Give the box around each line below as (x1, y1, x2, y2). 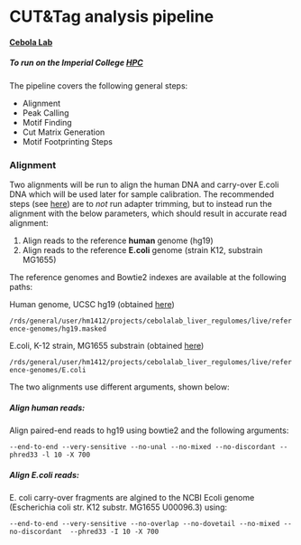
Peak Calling (22, 107, 69, 118)
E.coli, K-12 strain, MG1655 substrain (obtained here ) (9, 341, 205, 352)
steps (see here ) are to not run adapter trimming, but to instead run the (9, 199, 272, 210)
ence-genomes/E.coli (9, 366, 87, 375)
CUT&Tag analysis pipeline (9, 6, 214, 27)
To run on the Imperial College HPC (9, 57, 144, 69)
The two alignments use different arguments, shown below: (9, 381, 230, 392)
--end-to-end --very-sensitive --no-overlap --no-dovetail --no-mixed (9, 519, 280, 528)
